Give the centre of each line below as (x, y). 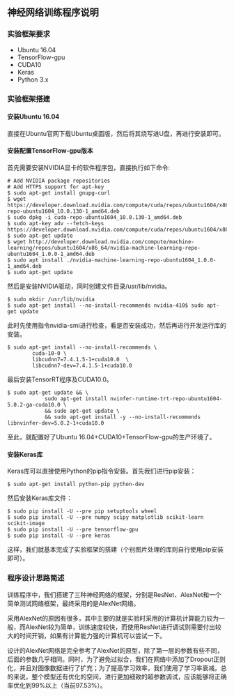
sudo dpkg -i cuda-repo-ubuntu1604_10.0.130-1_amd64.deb (98, 218)
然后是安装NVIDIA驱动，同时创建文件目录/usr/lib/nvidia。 (89, 286)
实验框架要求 (29, 34)
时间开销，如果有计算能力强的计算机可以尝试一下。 (92, 635)
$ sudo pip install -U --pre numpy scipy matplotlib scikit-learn (106, 517)
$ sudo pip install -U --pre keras (59, 536)
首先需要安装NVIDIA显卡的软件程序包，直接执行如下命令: (89, 168)
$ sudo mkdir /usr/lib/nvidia (51, 300)
